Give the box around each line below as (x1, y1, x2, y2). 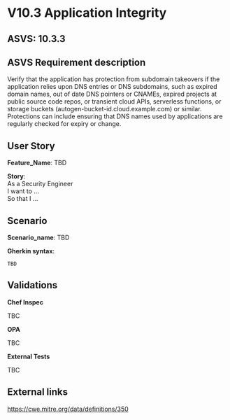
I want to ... (7, 187, 40, 195)
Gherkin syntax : (7, 247, 55, 255)
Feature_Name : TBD (7, 159, 67, 167)
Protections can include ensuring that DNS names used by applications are (7, 112, 223, 120)
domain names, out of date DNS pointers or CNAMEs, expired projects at (7, 90, 217, 99)
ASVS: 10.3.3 (7, 33, 66, 45)
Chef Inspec (7, 297, 44, 306)
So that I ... (7, 195, 38, 203)
